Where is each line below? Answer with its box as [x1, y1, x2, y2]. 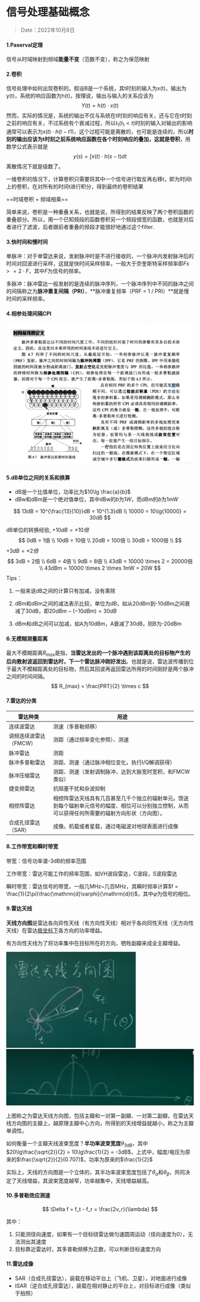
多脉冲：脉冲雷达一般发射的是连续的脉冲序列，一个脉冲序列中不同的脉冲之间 [6, 280, 194, 288]
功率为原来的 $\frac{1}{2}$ [88, 1156, 153, 1163]
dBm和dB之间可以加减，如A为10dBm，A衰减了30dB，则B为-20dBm [14, 620, 182, 628]
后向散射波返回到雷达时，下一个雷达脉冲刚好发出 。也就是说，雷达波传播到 [6, 658, 189, 665]
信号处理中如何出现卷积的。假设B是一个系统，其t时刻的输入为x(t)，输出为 [6, 85, 187, 92]
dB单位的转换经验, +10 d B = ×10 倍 [6, 527, 89, 534]
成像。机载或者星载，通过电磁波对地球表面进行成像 [53, 823, 179, 830]
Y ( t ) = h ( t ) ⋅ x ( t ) [81, 102, 119, 109]
